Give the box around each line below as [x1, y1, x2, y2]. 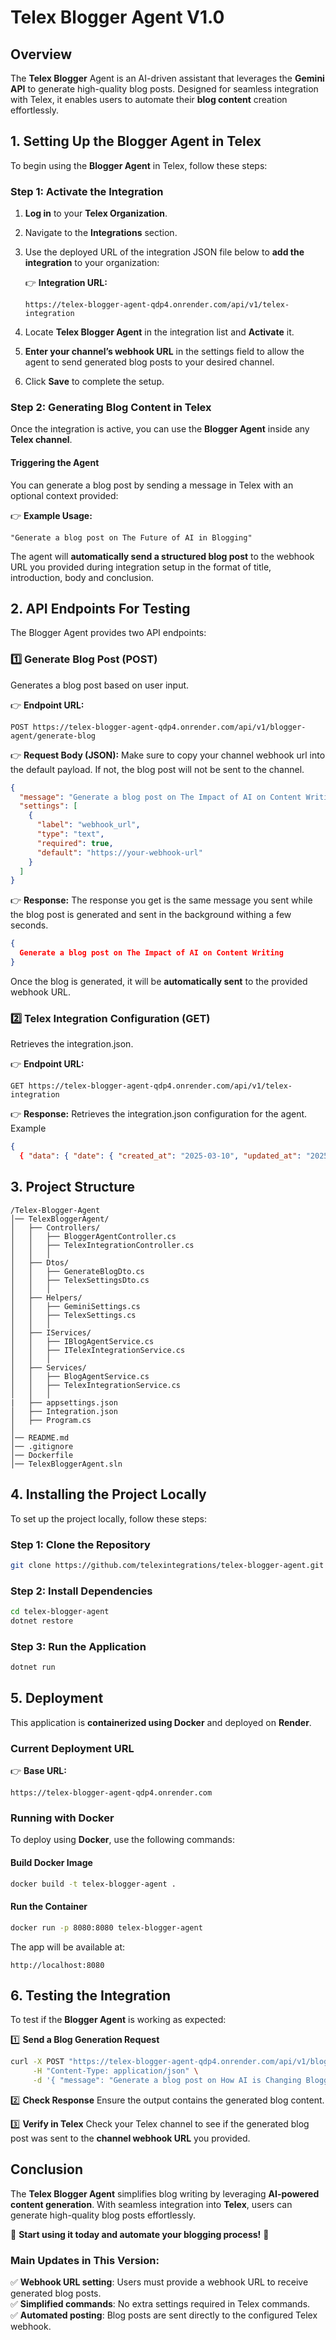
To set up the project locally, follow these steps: [10, 1512, 208, 1525]
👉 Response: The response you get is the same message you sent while [10, 894, 313, 906]
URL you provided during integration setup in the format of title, [10, 561, 272, 573]
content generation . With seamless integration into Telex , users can [10, 2198, 293, 2210]
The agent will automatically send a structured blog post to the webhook [10, 550, 315, 562]
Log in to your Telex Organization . [24, 207, 168, 220]
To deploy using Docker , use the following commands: [10, 1834, 236, 1846]
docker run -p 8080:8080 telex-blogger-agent [10, 1922, 203, 1933]
